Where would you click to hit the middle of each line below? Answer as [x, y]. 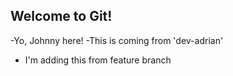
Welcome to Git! [61, 16]
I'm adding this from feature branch [98, 60]
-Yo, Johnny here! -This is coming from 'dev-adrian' [117, 40]
